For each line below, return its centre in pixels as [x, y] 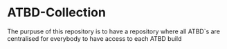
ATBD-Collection [56, 13]
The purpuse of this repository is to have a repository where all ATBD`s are [113, 31]
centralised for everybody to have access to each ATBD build [94, 38]
